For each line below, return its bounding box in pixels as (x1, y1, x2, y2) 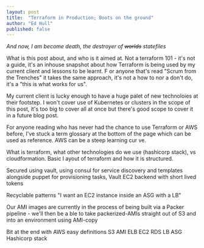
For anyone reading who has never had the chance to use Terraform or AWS (6, 123, 198, 131)
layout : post (6, 9, 40, 15)
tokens (6, 180, 24, 187)
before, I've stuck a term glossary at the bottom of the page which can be (6, 130, 191, 137)
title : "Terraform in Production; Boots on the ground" (6, 15, 154, 21)
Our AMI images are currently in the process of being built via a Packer (6, 203, 185, 211)
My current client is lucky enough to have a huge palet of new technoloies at (6, 92, 199, 100)
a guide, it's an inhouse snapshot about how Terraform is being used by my (6, 61, 196, 68)
